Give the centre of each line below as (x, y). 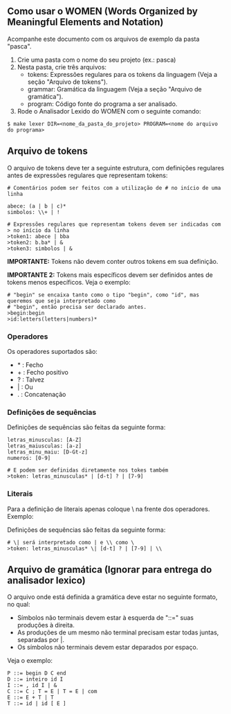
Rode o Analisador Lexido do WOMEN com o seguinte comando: (109, 111)
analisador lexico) (46, 580)
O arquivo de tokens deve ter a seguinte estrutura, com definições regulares (116, 168)
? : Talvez (31, 380)
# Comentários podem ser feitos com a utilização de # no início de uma (114, 188)
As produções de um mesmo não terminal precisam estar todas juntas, (118, 632)
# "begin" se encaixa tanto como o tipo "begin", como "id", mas (103, 295)
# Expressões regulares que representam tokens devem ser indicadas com (114, 224)
